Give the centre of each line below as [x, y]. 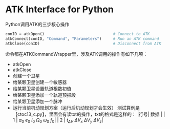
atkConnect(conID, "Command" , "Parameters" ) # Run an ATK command [82, 39]
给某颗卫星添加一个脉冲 [37, 101]
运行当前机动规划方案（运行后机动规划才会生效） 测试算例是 [76, 107]
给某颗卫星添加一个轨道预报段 [44, 95]
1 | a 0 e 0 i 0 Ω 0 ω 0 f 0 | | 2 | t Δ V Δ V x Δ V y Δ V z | [58, 120]
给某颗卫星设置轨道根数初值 [42, 89]
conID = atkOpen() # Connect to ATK [78, 34]
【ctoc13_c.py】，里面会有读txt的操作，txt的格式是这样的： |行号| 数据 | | [89, 114]
